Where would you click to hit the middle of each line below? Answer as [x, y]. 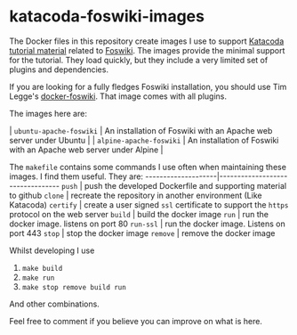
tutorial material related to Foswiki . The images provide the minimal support [147, 50]
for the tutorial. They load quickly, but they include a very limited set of [139, 60]
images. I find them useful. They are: [76, 176]
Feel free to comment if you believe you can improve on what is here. [136, 321]
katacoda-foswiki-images [107, 16]
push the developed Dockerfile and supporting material [185, 185]
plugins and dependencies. [59, 69]
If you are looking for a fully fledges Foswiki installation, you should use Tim [148, 86]
